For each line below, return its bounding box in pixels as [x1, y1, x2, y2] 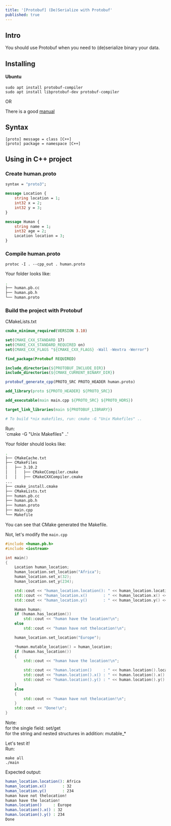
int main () [5, 555, 28, 560]
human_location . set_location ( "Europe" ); [14, 635, 101, 640]
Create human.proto [5, 170, 57, 178]
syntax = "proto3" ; [5, 182, 47, 187]
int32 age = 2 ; [14, 229, 47, 234]
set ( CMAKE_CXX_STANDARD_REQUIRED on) [5, 342, 85, 347]
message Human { [5, 219, 40, 224]
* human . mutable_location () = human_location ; [14, 644, 113, 649]
